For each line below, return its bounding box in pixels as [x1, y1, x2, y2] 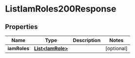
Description [73, 37, 101, 43]
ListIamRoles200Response [5, 3, 116, 14]
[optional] [105, 45, 128, 52]
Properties [5, 23, 38, 31]
